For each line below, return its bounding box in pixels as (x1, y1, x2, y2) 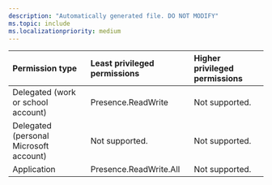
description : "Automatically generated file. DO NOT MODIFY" (8, 11, 219, 20)
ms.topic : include (8, 19, 70, 28)
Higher (193, 53, 221, 64)
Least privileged (90, 58, 155, 69)
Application (12, 164, 56, 175)
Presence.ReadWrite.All (90, 164, 181, 175)
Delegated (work (12, 87, 77, 98)
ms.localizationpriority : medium (8, 27, 121, 35)
